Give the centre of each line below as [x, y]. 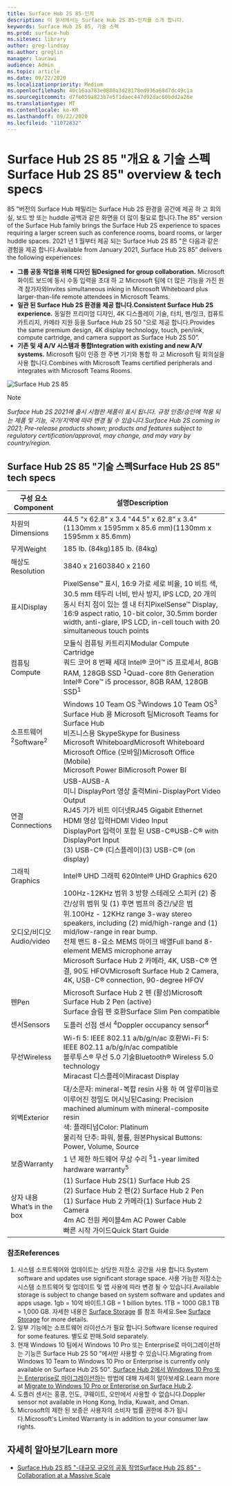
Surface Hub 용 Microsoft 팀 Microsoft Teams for [141, 715]
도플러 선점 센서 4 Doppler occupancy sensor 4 [136, 1024]
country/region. [29, 443]
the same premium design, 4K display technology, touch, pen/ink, [110, 330]
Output [75, 800]
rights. [26, 1427]
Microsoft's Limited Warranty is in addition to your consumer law [116, 1418]
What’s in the [32, 1207]
